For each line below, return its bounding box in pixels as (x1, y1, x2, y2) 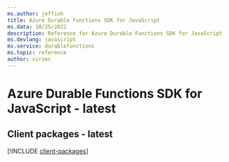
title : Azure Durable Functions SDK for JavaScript (7, 17, 160, 24)
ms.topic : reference (7, 50, 68, 57)
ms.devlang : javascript (7, 36, 77, 43)
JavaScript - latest (7, 101, 116, 116)
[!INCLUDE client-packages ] (7, 147, 88, 155)
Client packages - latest (7, 128, 113, 140)
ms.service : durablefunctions (7, 43, 95, 50)
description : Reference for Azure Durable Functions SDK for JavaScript (7, 29, 223, 37)
